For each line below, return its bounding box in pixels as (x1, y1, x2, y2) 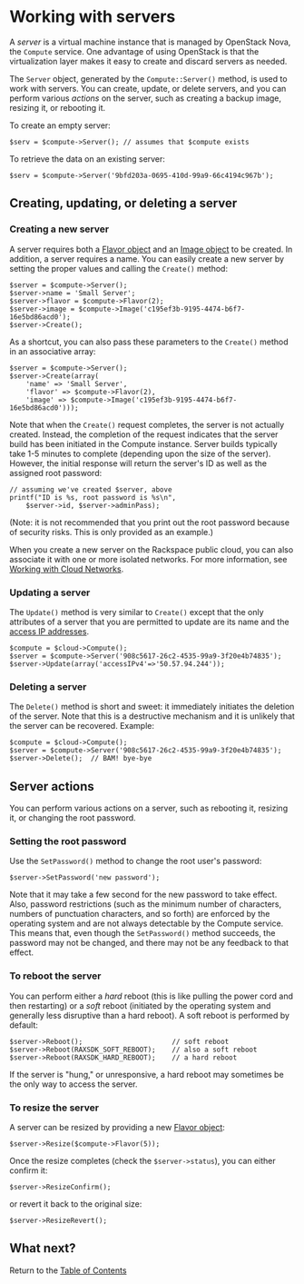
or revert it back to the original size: (9, 1198, 142, 1209)
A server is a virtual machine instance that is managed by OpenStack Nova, (9, 36, 291, 47)
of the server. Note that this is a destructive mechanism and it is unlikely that (9, 711, 295, 722)
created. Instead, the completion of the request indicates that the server (9, 429, 279, 440)
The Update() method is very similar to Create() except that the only (9, 606, 265, 617)
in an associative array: (9, 345, 96, 356)
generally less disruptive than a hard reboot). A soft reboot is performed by (9, 1010, 290, 1020)
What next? (9, 1240, 76, 1256)
